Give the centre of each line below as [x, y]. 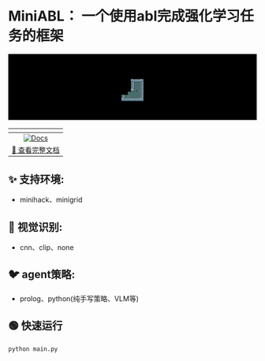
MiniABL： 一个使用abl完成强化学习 [124, 16]
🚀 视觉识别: [35, 227]
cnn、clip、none [47, 247]
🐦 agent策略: [42, 275]
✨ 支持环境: [36, 179]
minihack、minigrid [51, 200]
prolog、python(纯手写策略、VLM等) [79, 298]
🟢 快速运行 [35, 326]
